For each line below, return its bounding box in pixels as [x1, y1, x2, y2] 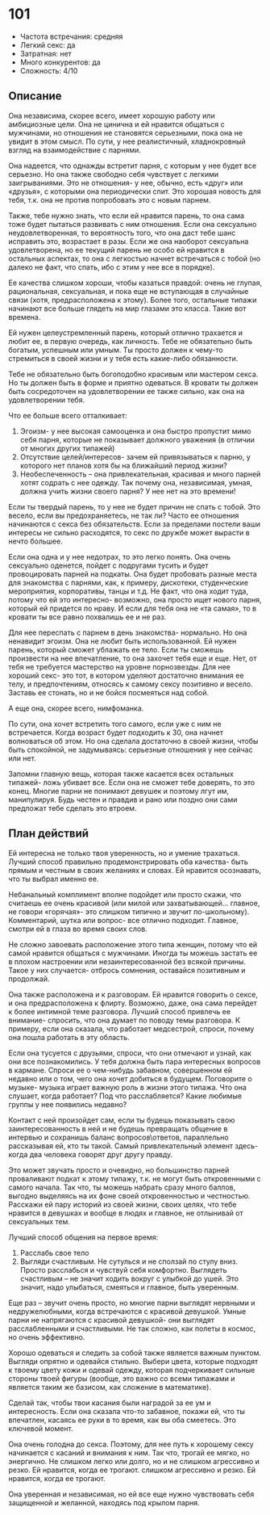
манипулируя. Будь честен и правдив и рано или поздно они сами [8, 795, 238, 804]
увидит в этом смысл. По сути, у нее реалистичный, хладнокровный [8, 136, 246, 146]
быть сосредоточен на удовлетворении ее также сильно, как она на [8, 386, 245, 396]
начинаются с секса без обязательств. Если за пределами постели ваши [8, 518, 260, 529]
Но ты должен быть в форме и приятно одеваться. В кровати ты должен [8, 377, 259, 388]
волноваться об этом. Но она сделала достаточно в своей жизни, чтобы [8, 736, 259, 745]
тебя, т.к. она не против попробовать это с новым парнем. [8, 195, 211, 204]
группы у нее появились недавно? [8, 1099, 127, 1109]
